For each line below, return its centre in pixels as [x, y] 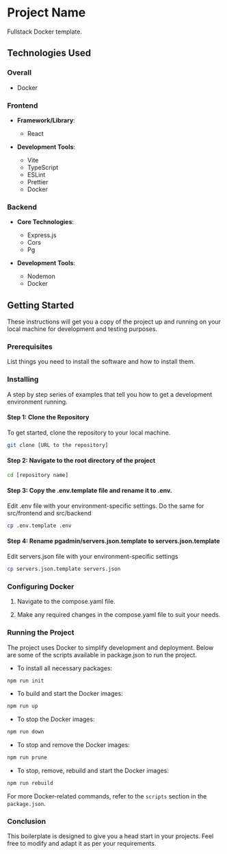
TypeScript [43, 167]
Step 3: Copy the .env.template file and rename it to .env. [90, 491]
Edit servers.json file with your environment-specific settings [93, 557]
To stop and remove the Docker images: [73, 745]
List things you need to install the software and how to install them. [101, 362]
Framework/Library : [46, 120]
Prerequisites [30, 346]
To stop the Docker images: [56, 719]
